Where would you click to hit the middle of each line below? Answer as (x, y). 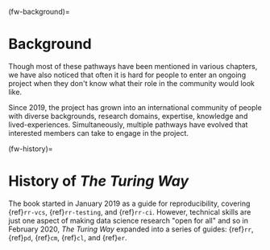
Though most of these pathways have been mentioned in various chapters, (133, 66)
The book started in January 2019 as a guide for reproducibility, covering (129, 203)
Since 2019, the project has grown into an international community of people (135, 107)
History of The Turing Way (99, 181)
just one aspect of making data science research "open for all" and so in (128, 220)
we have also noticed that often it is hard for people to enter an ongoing (127, 75)
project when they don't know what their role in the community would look (132, 83)
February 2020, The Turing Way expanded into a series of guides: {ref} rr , (131, 229)
